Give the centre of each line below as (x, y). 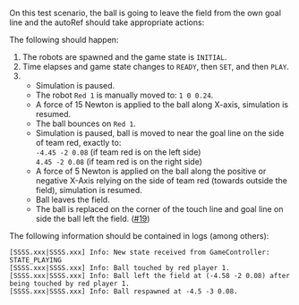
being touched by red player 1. (69, 284)
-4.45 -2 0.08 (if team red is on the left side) (118, 152)
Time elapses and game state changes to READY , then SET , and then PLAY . (155, 67)
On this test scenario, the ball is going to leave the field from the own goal (145, 13)
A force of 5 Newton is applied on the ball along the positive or (151, 171)
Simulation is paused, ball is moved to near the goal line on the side (160, 133)
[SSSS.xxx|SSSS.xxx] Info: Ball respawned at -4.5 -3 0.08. (124, 292)
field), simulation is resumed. (89, 190)
